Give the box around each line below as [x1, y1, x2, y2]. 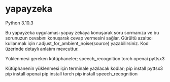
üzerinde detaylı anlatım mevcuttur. [5, 46, 79, 52]
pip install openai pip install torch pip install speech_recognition [5, 70, 138, 76]
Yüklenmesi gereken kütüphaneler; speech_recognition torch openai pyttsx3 [5, 55, 165, 61]
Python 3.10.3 [5, 20, 34, 26]
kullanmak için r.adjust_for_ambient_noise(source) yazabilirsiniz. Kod [5, 40, 149, 46]
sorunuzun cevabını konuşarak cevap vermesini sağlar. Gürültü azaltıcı [5, 35, 153, 41]
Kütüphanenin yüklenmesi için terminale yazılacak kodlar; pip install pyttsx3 [5, 65, 163, 71]
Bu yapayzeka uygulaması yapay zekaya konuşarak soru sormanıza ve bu [5, 29, 159, 35]
